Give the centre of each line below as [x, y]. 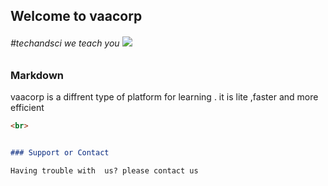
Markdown [37, 75]
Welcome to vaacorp [76, 16]
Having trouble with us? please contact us [104, 170]
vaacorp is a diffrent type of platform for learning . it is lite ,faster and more [164, 96]
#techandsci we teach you [65, 43]
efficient [27, 107]
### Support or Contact [60, 152]
